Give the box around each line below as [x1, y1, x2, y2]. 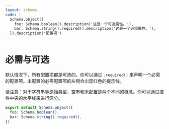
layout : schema [5, 7, 37, 13]
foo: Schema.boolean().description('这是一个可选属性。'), [14, 21, 134, 27]
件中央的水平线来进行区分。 [5, 95, 63, 101]
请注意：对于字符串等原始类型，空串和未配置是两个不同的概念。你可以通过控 [5, 89, 164, 95]
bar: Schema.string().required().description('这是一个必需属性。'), [14, 26, 156, 31]
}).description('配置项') [10, 31, 62, 36]
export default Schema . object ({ [5, 105, 73, 110]
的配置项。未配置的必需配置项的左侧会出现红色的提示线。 [5, 78, 124, 84]
